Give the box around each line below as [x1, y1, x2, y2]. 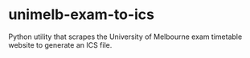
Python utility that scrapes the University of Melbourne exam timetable [8, 32, 243, 41]
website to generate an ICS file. [8, 40, 113, 49]
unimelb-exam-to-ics [8, 6, 155, 24]
